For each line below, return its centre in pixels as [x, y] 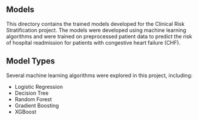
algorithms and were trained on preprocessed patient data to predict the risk [99, 36]
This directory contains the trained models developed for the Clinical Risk [95, 24]
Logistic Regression [39, 86]
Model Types [30, 61]
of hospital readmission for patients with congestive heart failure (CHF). [93, 42]
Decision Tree [32, 93]
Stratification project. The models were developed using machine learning [96, 30]
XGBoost [25, 112]
